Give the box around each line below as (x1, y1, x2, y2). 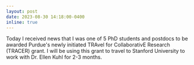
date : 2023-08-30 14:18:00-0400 (6, 14, 85, 20)
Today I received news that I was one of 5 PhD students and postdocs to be (6, 35, 188, 42)
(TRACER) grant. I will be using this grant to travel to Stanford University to (6, 48, 185, 55)
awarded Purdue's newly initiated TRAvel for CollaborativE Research (6, 41, 171, 48)
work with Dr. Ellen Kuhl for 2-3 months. (6, 53, 102, 61)
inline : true (6, 19, 38, 25)
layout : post (6, 8, 38, 15)
